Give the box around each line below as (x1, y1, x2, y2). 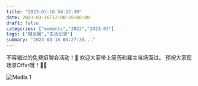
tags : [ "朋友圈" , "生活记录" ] (6, 31, 73, 37)
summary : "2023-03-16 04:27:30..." (6, 37, 96, 43)
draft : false (6, 20, 39, 26)
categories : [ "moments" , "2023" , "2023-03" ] (6, 25, 114, 32)
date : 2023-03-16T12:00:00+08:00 (6, 14, 90, 20)
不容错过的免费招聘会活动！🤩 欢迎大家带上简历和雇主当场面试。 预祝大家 (6, 54, 187, 61)
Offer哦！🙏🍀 (16, 61, 47, 69)
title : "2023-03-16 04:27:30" (6, 8, 82, 15)
